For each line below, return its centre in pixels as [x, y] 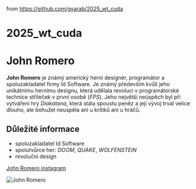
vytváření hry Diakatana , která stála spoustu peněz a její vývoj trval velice [98, 104]
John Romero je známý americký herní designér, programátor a [86, 78]
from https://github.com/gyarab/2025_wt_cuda [65, 9]
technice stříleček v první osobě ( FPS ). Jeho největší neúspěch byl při [93, 97]
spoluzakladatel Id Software [50, 143]
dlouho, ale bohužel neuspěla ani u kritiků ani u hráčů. [73, 110]
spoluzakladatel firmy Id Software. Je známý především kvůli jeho [88, 84]
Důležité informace [43, 129]
